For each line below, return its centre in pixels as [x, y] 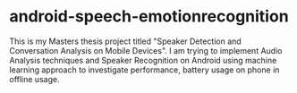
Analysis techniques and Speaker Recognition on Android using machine [143, 60]
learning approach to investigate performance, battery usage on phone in [144, 70]
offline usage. [34, 79]
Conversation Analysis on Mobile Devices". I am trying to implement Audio [146, 50]
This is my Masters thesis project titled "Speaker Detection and [125, 41]
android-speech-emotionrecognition [149, 17]
